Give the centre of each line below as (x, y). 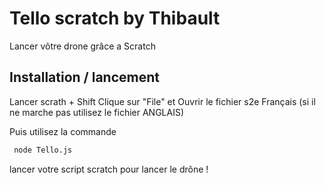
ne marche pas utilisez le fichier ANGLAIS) (97, 112)
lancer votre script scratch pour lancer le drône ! (109, 169)
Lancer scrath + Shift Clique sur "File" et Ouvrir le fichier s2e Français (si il (162, 101)
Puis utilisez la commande (63, 131)
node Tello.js (43, 150)
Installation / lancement (84, 77)
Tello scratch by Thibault (115, 18)
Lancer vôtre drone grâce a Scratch (82, 46)
